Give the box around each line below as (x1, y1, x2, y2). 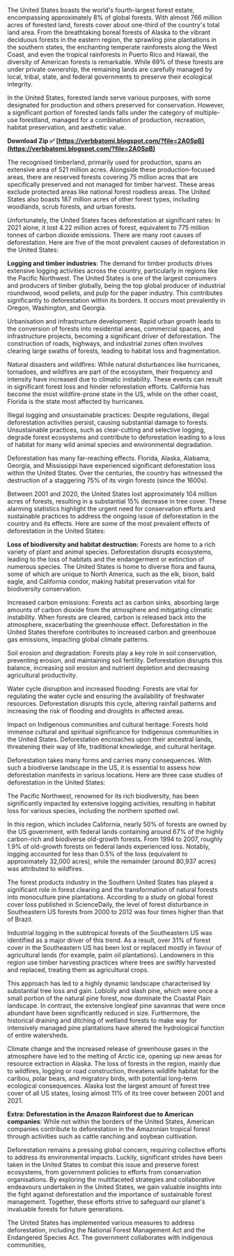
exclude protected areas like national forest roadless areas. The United (7, 188, 210, 196)
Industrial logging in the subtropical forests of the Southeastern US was (7, 929, 212, 937)
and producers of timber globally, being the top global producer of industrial (7, 282, 226, 289)
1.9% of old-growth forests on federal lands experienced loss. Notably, (7, 842, 210, 850)
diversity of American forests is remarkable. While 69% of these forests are (7, 58, 224, 66)
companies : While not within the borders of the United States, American (7, 1117, 214, 1126)
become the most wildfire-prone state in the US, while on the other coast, (7, 390, 218, 398)
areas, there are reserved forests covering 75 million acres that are (7, 173, 198, 181)
